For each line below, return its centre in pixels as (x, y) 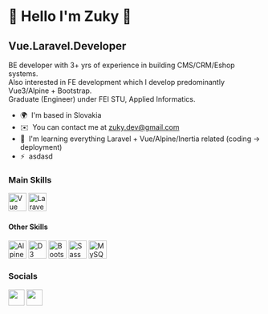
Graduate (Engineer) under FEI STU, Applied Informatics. (102, 99)
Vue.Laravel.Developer (67, 46)
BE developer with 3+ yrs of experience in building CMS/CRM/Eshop (122, 65)
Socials (23, 276)
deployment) (41, 147)
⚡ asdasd (37, 156)
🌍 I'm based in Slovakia (61, 115)
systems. (23, 74)
